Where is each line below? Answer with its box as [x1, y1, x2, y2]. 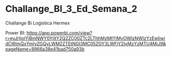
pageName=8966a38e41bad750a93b [5, 46, 85, 52]
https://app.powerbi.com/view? [26, 30, 93, 36]
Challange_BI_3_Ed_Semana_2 [5, 3, 138, 15]
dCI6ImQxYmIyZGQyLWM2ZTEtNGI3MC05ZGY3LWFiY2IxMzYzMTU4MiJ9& [5, 40, 166, 46]
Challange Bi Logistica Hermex [5, 20, 70, 26]
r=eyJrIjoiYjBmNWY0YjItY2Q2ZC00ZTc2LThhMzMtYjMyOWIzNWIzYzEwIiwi [5, 35, 165, 41]
